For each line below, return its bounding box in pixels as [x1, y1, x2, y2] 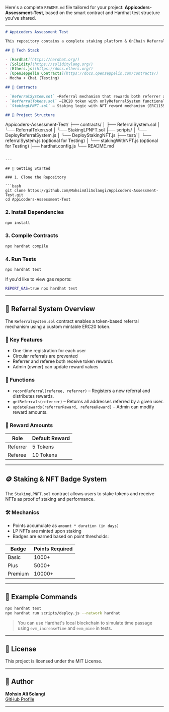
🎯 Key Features [5, 336, 43, 343]
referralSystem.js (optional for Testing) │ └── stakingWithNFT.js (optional [5, 137, 158, 144]
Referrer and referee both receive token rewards [12, 358, 113, 364]
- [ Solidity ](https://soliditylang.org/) [5, 62, 94, 67]
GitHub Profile [5, 696, 35, 702]
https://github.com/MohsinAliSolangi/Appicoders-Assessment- [27, 188, 158, 194]
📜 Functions [5, 376, 35, 383]
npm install [5, 220, 30, 225]
